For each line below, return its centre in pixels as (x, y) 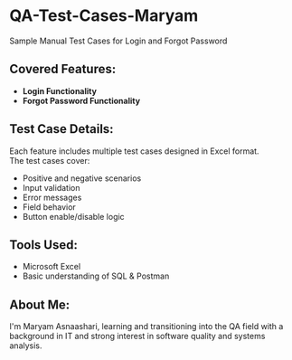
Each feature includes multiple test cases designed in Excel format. (134, 151)
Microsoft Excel (52, 267)
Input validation (51, 187)
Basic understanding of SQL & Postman (96, 276)
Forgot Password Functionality (81, 100)
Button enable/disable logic (73, 216)
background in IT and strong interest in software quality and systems (137, 336)
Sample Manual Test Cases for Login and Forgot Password (118, 41)
